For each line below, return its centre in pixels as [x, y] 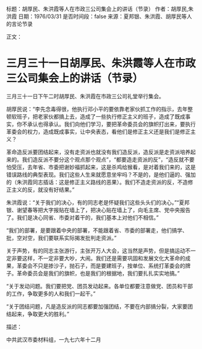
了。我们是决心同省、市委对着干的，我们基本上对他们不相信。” [83, 217]
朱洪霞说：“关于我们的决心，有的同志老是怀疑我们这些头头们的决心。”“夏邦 [98, 202]
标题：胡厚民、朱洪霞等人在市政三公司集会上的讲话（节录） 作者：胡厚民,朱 [100, 9]
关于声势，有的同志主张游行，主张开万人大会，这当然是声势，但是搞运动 [96, 250]
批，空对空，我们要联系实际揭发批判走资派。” [62, 237]
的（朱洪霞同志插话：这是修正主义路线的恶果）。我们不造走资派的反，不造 [97, 182]
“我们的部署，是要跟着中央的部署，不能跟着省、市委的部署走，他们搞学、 [97, 230]
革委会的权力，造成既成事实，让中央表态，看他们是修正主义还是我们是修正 [98, 131]
